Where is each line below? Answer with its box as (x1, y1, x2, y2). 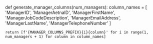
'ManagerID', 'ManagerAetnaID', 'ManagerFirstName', (5, 9, 115, 15)
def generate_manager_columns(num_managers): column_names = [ (5, 4, 147, 10)
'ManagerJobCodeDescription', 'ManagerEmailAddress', (5, 15, 121, 20)
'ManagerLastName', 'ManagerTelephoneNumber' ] (5, 20, 111, 26)
